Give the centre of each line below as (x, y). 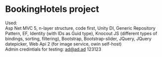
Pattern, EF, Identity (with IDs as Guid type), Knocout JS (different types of (81, 33)
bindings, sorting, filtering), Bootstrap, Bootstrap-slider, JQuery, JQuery (79, 39)
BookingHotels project (52, 9)
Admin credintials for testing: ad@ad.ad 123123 (53, 49)
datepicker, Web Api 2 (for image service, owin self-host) (63, 44)
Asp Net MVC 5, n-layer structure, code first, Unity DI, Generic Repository (81, 28)
